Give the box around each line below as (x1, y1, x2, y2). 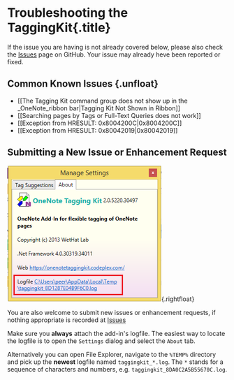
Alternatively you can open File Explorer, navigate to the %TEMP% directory (7, 350, 217, 358)
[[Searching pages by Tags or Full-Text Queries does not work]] (17, 111, 201, 119)
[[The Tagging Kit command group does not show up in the (17, 96, 188, 105)
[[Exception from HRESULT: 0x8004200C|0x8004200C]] (17, 119, 182, 127)
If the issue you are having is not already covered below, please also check (7, 43, 224, 51)
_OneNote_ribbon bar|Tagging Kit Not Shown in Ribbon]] (17, 103, 180, 112)
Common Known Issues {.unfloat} (7, 78, 159, 90)
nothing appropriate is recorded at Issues (7, 316, 126, 324)
